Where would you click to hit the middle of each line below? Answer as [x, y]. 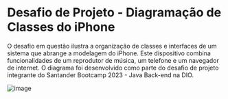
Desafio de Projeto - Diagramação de [114, 13]
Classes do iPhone [61, 27]
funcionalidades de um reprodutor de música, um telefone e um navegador [113, 60]
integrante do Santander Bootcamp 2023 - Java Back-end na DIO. [101, 75]
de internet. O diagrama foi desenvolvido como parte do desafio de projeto [113, 68]
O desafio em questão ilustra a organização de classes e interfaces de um [112, 46]
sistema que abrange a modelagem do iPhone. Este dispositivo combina [109, 53]
